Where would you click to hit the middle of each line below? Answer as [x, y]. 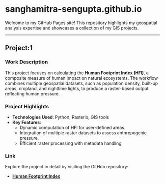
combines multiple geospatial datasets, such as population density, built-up [82, 83]
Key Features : [27, 122]
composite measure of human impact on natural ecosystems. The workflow [82, 78]
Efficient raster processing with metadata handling [70, 143]
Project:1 [19, 48]
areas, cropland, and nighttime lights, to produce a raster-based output [77, 88]
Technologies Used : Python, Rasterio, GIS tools [61, 117]
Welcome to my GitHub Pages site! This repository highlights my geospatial [81, 23]
